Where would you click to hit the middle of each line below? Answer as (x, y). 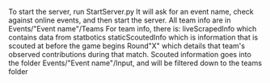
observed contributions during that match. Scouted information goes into (130, 54)
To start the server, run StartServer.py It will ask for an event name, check (131, 12)
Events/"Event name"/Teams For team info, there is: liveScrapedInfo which (133, 29)
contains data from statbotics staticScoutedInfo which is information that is (133, 37)
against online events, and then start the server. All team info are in (120, 20)
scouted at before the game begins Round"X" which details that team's (127, 46)
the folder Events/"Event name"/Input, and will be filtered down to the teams (135, 63)
